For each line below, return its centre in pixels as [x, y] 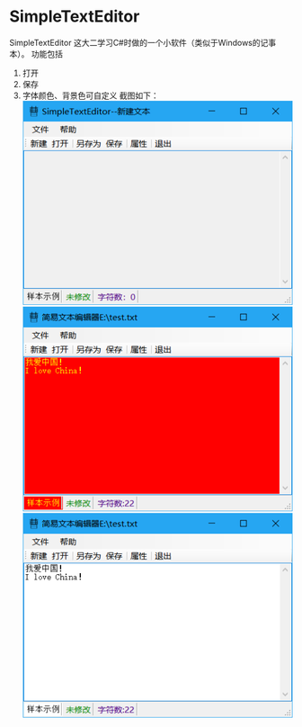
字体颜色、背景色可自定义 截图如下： [90, 95]
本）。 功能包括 [36, 54]
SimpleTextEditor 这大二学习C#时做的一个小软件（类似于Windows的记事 [143, 42]
